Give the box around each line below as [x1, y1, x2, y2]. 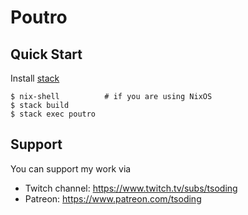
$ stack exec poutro [10, 109, 97, 119]
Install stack [10, 72, 60, 84]
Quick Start [10, 46, 83, 63]
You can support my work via [10, 162, 132, 175]
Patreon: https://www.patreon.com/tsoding [24, 192, 202, 205]
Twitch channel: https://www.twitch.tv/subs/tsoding [24, 182, 238, 194]
